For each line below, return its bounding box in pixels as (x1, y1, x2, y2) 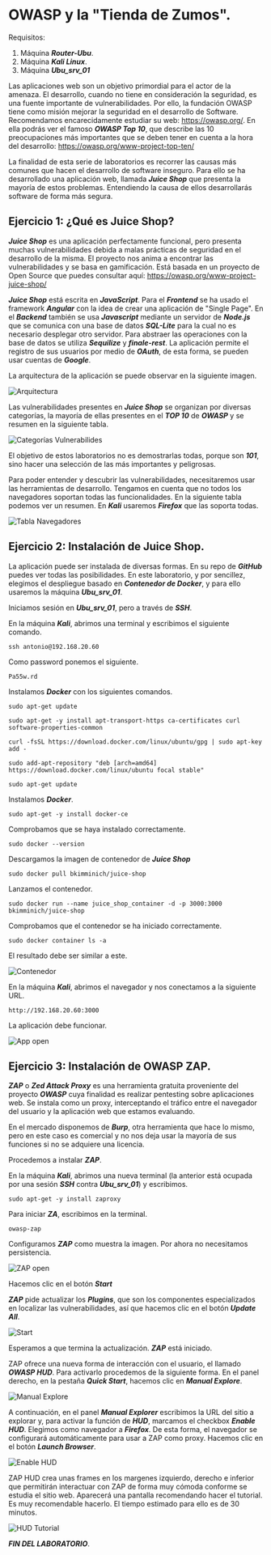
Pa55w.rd (8, 672, 38, 680)
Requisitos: (8, 32, 46, 42)
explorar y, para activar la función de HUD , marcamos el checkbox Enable (8, 1416, 256, 1426)
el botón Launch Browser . (8, 1442, 96, 1451)
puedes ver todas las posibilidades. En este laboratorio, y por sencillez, (8, 570, 246, 579)
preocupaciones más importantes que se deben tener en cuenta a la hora (8, 132, 253, 142)
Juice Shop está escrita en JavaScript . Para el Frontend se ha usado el (8, 294, 248, 304)
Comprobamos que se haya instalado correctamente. (8, 824, 186, 834)
